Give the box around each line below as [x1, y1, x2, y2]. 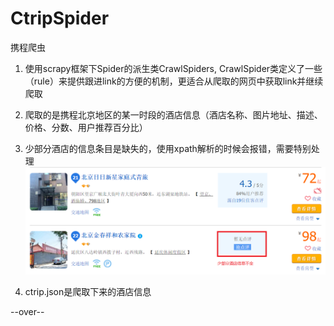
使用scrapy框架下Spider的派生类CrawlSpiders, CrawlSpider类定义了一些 [24, 62, 323, 74]
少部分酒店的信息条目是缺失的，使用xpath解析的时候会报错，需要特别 [24, 142, 312, 154]
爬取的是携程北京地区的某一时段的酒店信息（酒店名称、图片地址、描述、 [24, 108, 323, 121]
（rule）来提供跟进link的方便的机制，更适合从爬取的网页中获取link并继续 [24, 75, 324, 87]
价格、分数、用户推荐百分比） [24, 121, 148, 133]
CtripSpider [10, 7, 110, 30]
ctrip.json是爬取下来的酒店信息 [24, 285, 152, 297]
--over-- [10, 305, 45, 317]
